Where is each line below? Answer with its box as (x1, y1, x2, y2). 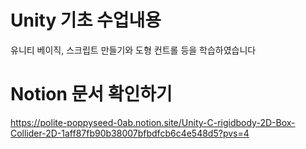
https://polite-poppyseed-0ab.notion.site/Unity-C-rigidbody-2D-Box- (10, 116, 296, 128)
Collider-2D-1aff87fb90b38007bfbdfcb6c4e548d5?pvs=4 (10, 127, 250, 139)
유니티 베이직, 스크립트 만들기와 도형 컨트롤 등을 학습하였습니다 (10, 44, 257, 56)
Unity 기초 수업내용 (10, 9, 162, 32)
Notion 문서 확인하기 (10, 83, 173, 106)
